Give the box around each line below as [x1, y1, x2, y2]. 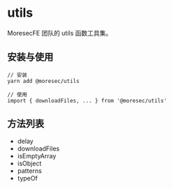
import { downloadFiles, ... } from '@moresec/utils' [7, 97, 168, 104]
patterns [17, 166, 42, 175]
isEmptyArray [17, 151, 57, 160]
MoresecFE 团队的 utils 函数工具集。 [7, 29, 113, 37]
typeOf [17, 174, 38, 182]
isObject [17, 159, 42, 167]
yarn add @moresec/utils [7, 77, 80, 84]
